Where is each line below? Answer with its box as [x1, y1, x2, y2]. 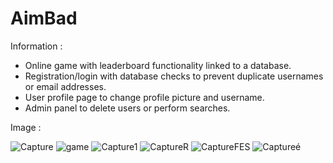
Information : [10, 40, 63, 52]
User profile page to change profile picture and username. [24, 91, 265, 103]
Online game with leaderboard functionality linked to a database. [24, 59, 292, 71]
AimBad [10, 7, 78, 30]
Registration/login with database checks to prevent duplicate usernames [24, 70, 324, 82]
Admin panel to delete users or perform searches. [24, 102, 231, 114]
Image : [10, 121, 42, 133]
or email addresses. [24, 80, 107, 92]
